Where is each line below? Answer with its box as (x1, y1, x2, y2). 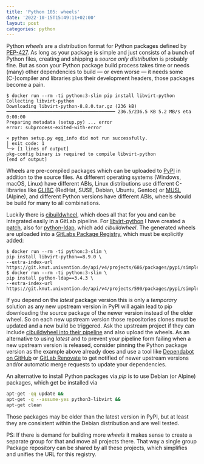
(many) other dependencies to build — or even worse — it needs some (6, 68, 183, 76)
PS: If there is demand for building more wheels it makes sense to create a (6, 431, 192, 439)
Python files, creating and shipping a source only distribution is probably (6, 55, 188, 62)
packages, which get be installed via (6, 379, 98, 386)
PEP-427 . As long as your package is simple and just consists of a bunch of (6, 49, 195, 56)
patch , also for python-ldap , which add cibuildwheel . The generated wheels (6, 224, 196, 231)
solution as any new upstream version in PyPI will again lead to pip (6, 303, 173, 310)
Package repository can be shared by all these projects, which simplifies (6, 444, 188, 451)
